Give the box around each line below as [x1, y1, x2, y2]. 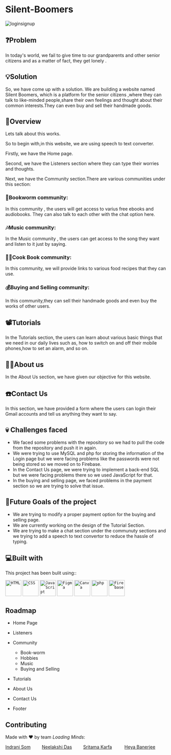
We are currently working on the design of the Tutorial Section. [12, 522, 145, 528]
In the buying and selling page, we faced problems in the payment [12, 477, 152, 483]
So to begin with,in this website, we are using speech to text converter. [5, 141, 155, 147]
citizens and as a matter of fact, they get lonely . [5, 57, 107, 63]
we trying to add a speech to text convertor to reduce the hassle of [12, 533, 154, 539]
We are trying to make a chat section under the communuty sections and [12, 527, 166, 533]
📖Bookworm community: [5, 194, 68, 201]
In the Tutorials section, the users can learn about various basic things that [5, 334, 162, 341]
